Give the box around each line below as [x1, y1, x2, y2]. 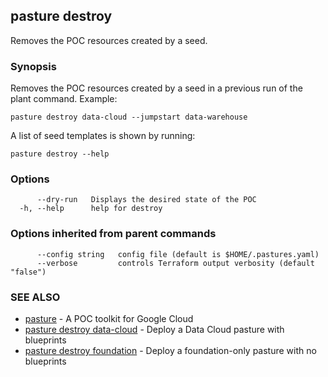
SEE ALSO [10, 290, 61, 304]
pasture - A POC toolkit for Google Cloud [24, 313, 194, 324]
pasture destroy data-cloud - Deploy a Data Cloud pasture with [24, 324, 285, 335]
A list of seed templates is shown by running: [10, 130, 196, 142]
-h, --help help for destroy [19, 204, 163, 214]
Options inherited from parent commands [10, 227, 217, 241]
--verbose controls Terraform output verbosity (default [36, 258, 315, 268]
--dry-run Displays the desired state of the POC [36, 195, 257, 205]
